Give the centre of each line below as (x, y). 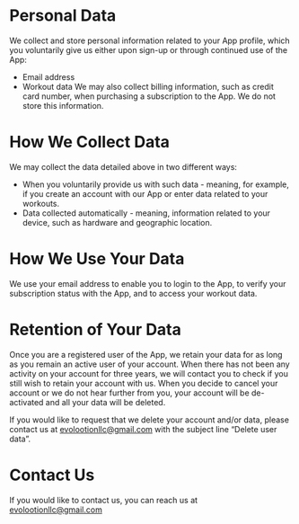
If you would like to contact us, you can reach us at (104, 500)
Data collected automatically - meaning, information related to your (146, 213)
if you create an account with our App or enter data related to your (145, 193)
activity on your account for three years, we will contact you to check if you (149, 373)
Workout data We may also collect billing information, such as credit (148, 86)
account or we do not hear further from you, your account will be (129, 393)
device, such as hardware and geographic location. (117, 222)
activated (26, 402)
